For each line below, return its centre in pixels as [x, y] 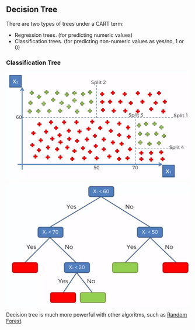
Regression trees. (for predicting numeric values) [74, 35]
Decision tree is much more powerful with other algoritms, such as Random [97, 315]
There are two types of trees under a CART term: [65, 23]
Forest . [15, 321]
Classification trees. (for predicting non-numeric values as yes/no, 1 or [99, 41]
